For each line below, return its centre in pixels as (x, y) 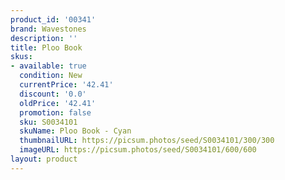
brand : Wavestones (48, 29)
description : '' (44, 38)
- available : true (48, 66)
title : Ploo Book (46, 47)
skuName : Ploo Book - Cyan (75, 131)
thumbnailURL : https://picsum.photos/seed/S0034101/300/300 (147, 141)
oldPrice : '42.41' (58, 103)
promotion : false (55, 112)
